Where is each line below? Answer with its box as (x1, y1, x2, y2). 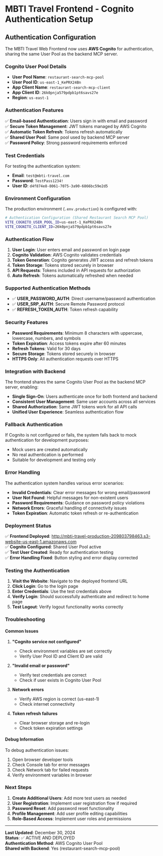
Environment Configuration (5, 195, 71, 202)
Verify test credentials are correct (19, 672, 87, 678)
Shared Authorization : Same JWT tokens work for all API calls (12, 404, 137, 409)
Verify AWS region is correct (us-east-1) (19, 696, 99, 702)
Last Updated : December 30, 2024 (5, 829, 75, 835)
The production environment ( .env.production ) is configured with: (5, 206, 137, 212)
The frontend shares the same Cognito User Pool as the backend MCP (5, 379, 146, 385)
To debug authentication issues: (5, 747, 69, 753)
